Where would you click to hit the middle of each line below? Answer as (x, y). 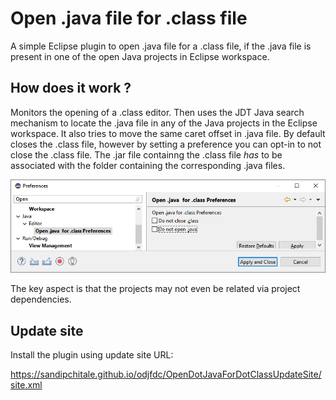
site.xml (26, 385)
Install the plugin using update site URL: (92, 355)
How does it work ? (71, 88)
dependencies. (41, 299)
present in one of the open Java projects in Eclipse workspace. (140, 56)
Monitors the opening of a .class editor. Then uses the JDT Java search (157, 112)
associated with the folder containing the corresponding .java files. (148, 165)
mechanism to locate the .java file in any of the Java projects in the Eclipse (164, 123)
